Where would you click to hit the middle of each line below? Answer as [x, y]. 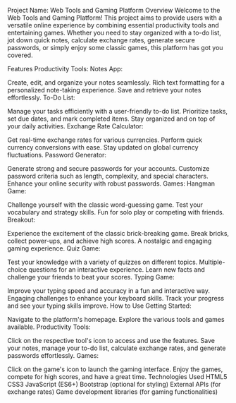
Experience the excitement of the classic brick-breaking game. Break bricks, [118, 233]
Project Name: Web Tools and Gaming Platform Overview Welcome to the [114, 10]
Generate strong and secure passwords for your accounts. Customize [108, 168]
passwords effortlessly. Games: [53, 355]
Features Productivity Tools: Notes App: [65, 69]
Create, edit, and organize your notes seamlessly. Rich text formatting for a [116, 83]
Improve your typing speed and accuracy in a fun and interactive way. [108, 291]
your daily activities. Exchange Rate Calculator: [75, 126]
